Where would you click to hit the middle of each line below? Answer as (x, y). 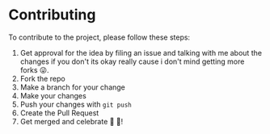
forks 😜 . (35, 69)
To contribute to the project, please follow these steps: (99, 37)
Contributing (52, 15)
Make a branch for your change (72, 87)
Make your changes (53, 95)
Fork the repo (43, 78)
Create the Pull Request (59, 113)
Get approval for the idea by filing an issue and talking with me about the (141, 52)
